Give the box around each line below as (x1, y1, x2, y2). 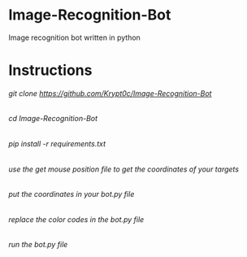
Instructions (8, 61, 93, 80)
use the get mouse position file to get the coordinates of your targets (8, 164, 240, 174)
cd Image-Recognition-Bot (8, 114, 98, 124)
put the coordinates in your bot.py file (8, 189, 135, 199)
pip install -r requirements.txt (8, 138, 106, 148)
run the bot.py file (8, 240, 68, 250)
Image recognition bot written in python (8, 33, 141, 42)
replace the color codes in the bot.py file (8, 214, 145, 224)
